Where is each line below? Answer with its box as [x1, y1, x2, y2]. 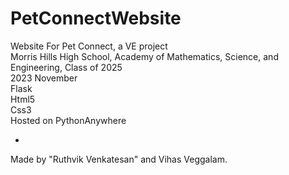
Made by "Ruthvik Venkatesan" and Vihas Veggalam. [10, 153, 228, 165]
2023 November [10, 72, 78, 84]
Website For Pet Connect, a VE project [10, 40, 168, 52]
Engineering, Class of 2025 [10, 61, 123, 73]
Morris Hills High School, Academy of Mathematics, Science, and [10, 50, 279, 62]
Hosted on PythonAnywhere [10, 114, 127, 126]
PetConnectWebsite [10, 7, 182, 30]
